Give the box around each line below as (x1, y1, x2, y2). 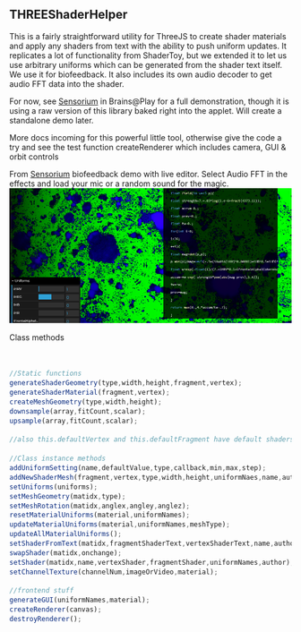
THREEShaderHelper (9, 7, 128, 22)
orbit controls (9, 151, 59, 162)
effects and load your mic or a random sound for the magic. (9, 178, 229, 189)
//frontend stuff (9, 586, 74, 595)
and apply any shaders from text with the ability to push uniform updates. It (9, 40, 287, 51)
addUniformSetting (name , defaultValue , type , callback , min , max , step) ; (9, 464, 267, 473)
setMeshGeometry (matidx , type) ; (9, 491, 126, 500)
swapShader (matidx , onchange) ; (9, 548, 123, 558)
